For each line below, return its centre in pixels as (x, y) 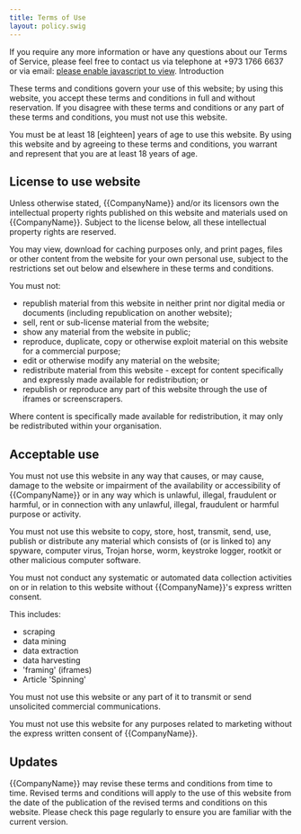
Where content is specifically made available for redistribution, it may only (146, 417)
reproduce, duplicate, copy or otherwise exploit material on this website (155, 342)
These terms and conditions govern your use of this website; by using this (146, 88)
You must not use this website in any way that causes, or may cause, (137, 476)
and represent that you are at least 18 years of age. (104, 153)
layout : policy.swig (48, 26)
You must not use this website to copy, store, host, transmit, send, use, (140, 532)
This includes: (35, 614)
